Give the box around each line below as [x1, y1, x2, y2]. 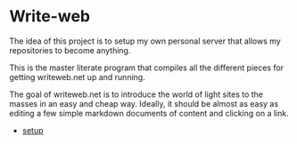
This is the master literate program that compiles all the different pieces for [9, 62, 284, 73]
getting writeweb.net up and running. [9, 71, 145, 82]
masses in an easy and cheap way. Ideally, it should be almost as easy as [9, 98, 279, 108]
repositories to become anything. [9, 44, 131, 55]
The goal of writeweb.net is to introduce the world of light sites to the [9, 89, 264, 100]
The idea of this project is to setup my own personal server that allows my [9, 36, 281, 46]
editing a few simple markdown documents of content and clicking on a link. [9, 108, 289, 118]
